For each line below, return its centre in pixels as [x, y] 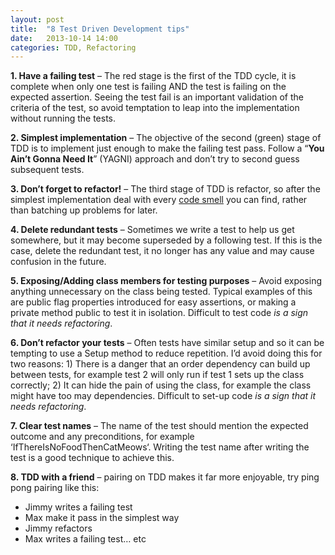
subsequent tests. [47, 170]
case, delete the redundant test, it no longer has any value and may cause [162, 251]
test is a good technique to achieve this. [92, 458]
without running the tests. [63, 118]
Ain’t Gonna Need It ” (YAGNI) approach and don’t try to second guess [155, 159]
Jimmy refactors [58, 528]
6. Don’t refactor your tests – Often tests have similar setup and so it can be [167, 343]
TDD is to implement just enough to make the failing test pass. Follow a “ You [167, 148]
